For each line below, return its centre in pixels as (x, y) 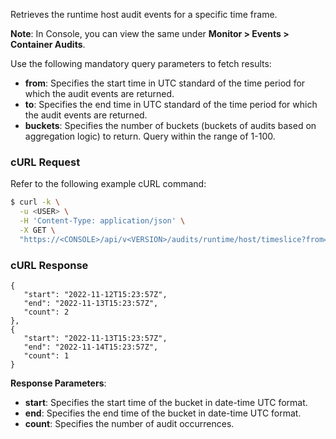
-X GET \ (37, 230)
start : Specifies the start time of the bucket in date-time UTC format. (166, 402)
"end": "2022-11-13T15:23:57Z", (91, 303)
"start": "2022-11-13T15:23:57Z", (95, 338)
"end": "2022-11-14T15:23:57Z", (91, 347)
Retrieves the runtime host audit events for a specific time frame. (144, 14)
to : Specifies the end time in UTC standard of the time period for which (171, 104)
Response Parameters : (58, 383)
